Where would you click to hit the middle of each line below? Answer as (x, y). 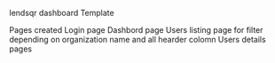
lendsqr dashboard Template (62, 13)
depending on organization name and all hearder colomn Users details (137, 39)
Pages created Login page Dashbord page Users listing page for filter (136, 30)
